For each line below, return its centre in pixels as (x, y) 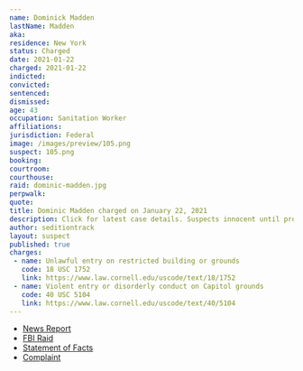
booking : (26, 160)
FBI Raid (38, 339)
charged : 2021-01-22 (48, 69)
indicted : (28, 77)
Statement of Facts (58, 348)
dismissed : (30, 102)
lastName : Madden (42, 26)
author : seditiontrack (52, 227)
